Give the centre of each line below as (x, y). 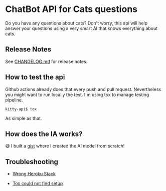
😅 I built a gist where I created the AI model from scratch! (65, 146)
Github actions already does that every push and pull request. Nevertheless (83, 89)
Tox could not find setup (38, 183)
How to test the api (35, 77)
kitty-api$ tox (21, 109)
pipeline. (14, 100)
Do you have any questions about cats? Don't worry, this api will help (76, 23)
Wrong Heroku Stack (34, 174)
